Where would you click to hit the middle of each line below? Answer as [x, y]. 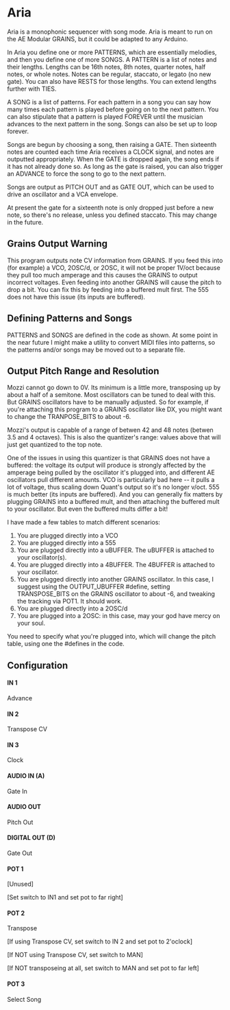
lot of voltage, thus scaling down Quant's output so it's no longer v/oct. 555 [114, 487]
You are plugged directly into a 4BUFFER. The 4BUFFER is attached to [116, 565]
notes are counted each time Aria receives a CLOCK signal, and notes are [111, 152]
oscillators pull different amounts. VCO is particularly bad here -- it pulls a [111, 480]
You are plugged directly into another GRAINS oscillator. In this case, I [115, 579]
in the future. [25, 222]
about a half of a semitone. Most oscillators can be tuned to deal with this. [111, 395]
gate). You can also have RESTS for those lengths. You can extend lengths [112, 81]
